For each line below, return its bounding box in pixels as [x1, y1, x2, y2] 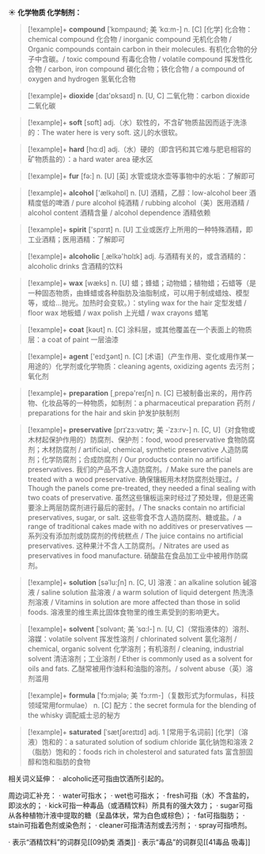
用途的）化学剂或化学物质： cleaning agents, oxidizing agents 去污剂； [27, 362, 257, 371]
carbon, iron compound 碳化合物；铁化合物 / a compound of [47, 64, 245, 74]
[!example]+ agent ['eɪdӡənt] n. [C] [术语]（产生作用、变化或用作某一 [27, 352, 255, 361]
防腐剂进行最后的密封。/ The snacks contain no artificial [62, 503, 245, 512]
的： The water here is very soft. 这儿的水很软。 [27, 128, 182, 137]
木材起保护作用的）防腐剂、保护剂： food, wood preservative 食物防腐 [27, 435, 256, 444]
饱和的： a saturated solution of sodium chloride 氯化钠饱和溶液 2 [41, 737, 254, 746]
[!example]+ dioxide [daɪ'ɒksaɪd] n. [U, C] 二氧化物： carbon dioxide [27, 91, 251, 100]
